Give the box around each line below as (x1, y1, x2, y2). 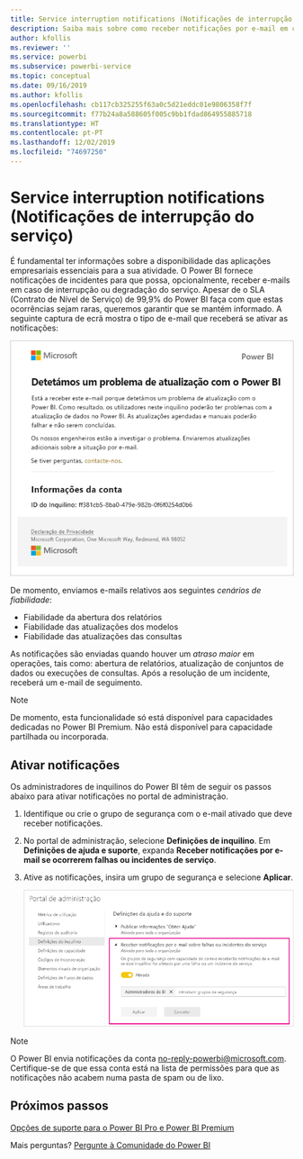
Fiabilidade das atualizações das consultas (22, 631, 183, 642)
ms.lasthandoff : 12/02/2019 (10, 138, 116, 148)
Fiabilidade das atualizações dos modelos (22, 621, 179, 632)
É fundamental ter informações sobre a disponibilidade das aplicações (10, 255, 272, 266)
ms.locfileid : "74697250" (10, 148, 107, 157)
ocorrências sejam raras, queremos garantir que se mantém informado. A (10, 303, 282, 314)
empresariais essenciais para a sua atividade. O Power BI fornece (10, 265, 254, 276)
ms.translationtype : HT (10, 119, 100, 128)
